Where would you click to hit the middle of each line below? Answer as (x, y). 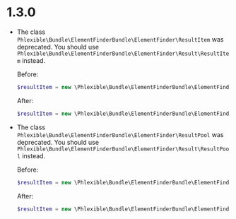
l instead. (31, 155)
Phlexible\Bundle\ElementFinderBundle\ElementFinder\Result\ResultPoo (123, 149)
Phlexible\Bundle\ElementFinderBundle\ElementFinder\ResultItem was (120, 39)
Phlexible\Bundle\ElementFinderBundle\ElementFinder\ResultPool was (120, 134)
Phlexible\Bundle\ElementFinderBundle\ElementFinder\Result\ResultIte (123, 54)
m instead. (31, 60)
